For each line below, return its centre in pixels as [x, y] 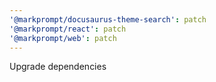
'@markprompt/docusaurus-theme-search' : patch [108, 19]
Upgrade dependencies [58, 67]
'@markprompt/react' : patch [68, 29]
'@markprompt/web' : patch [63, 38]
